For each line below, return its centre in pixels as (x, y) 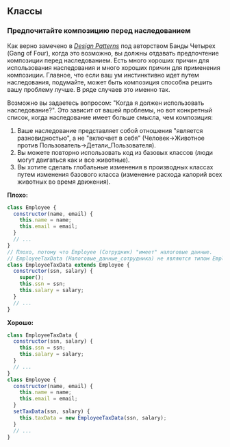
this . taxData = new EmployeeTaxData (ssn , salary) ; (93, 418)
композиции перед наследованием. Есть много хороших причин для (108, 60)
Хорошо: (21, 322)
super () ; (32, 278)
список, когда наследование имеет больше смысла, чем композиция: (110, 117)
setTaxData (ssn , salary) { (52, 412)
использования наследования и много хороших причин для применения (114, 67)
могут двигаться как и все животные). (73, 160)
